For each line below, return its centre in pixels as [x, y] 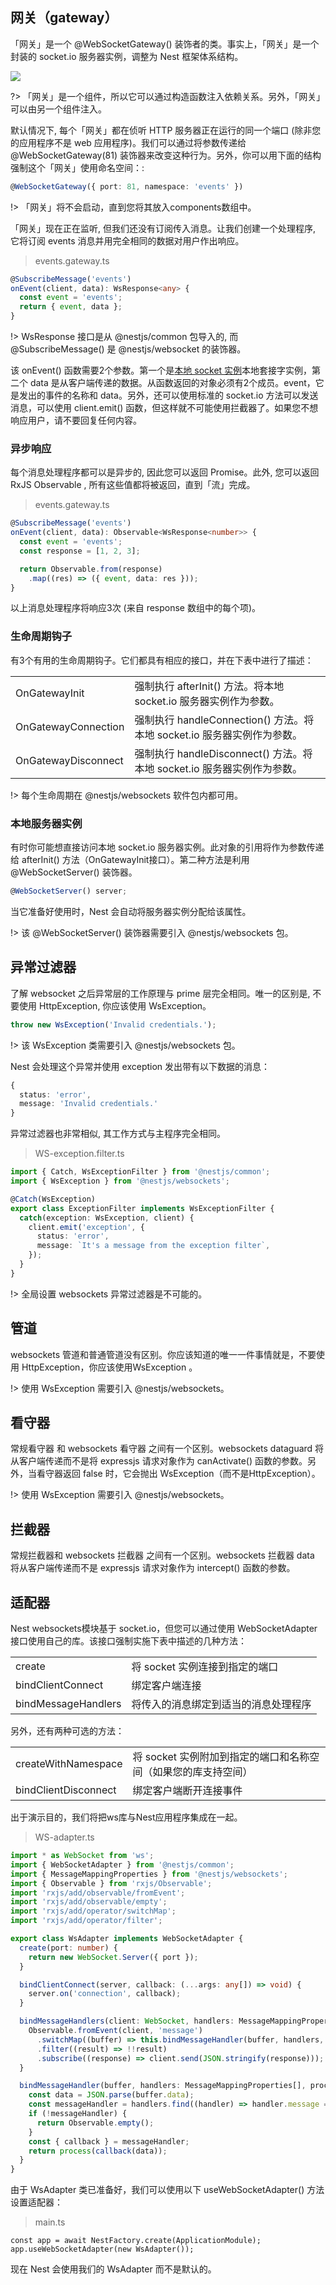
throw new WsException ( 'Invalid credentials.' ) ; [113, 1024]
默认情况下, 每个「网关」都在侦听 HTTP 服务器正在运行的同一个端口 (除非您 [166, 130]
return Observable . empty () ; [95, 2123]
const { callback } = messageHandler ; [109, 2141]
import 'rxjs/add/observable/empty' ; [89, 1902]
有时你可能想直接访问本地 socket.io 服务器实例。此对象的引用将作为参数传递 [167, 847]
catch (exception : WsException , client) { [107, 1218]
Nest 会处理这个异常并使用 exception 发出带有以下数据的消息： [140, 1066]
